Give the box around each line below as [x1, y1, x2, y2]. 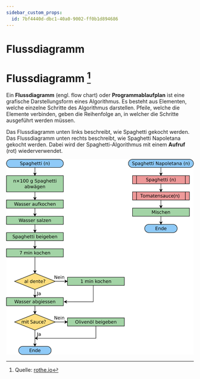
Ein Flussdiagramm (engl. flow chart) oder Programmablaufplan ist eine [6, 91, 185, 98]
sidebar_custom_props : [6, 10, 62, 15]
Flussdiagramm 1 [6, 69, 91, 86]
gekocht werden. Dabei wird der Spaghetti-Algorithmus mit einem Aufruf [6, 140, 186, 148]
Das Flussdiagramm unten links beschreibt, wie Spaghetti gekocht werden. [6, 128, 190, 135]
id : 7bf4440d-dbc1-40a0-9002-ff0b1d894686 [11, 15, 118, 22]
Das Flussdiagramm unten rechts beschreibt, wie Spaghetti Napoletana [6, 134, 181, 142]
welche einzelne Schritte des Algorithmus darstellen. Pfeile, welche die [6, 104, 180, 111]
